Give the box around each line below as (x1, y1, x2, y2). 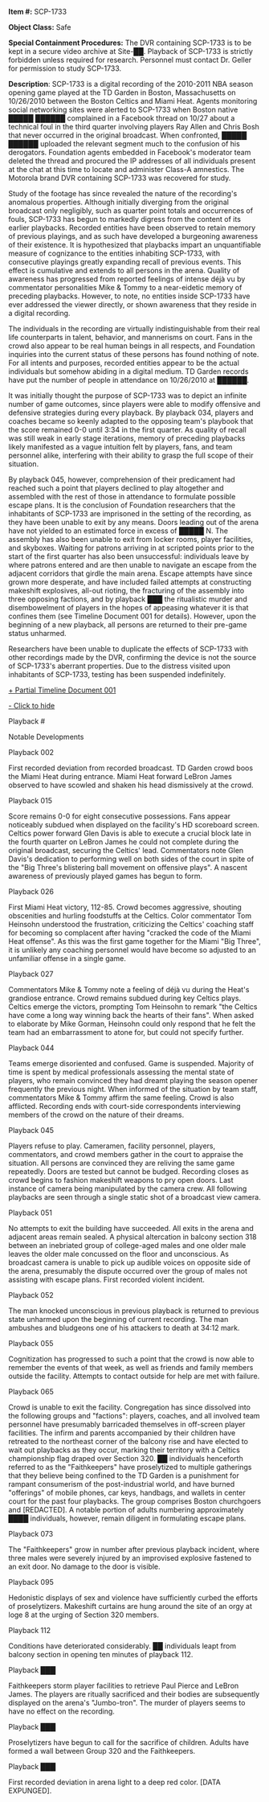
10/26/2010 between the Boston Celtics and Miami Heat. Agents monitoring (8, 96, 258, 105)
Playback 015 (8, 796, 52, 805)
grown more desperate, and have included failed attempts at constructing (8, 577, 251, 586)
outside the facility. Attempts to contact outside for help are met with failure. (8, 1371, 260, 1381)
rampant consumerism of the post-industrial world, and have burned (8, 1480, 235, 1488)
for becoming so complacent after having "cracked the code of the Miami (8, 928, 251, 938)
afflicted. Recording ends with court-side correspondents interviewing (8, 1102, 241, 1110)
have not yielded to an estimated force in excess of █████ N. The (8, 526, 229, 536)
